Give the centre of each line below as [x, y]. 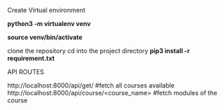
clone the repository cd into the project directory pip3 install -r [99, 51]
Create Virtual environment [46, 10]
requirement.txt [31, 58]
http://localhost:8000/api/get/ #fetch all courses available [91, 85]
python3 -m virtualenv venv [49, 23]
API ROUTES [26, 72]
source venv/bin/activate [45, 37]
